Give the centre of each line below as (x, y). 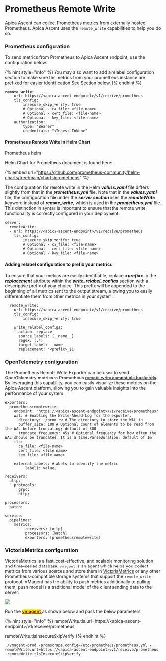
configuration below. (26, 63)
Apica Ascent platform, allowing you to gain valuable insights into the (76, 388)
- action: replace (33, 332)
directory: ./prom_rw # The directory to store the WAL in (80, 420)
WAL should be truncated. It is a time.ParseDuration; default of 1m (79, 437)
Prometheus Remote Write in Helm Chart (48, 142)
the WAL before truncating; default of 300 (51, 429)
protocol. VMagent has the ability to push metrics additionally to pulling (78, 582)
